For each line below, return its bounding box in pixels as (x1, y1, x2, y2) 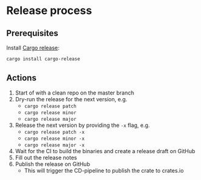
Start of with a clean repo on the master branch (15, 89, 135, 96)
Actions (6, 73, 37, 83)
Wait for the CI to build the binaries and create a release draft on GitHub (15, 147, 196, 154)
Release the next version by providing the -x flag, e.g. (15, 121, 150, 129)
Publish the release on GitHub (15, 160, 90, 168)
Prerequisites (6, 28, 58, 38)
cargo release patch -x (24, 129, 85, 135)
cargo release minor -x (24, 135, 85, 142)
